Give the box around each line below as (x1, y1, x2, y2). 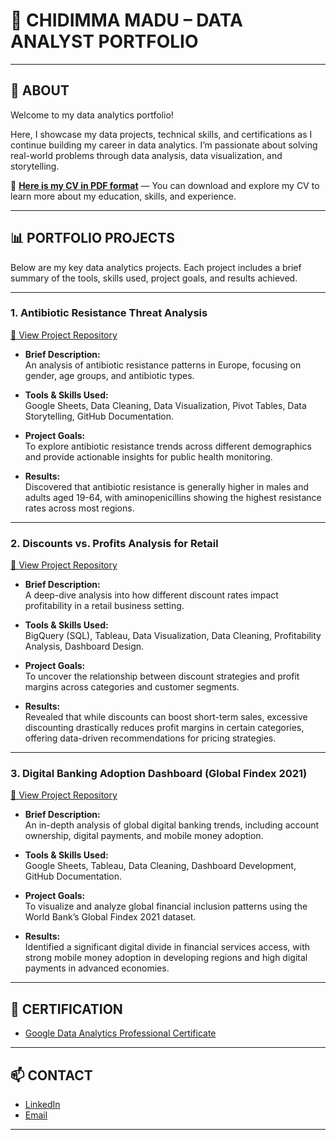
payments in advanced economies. (24, 962, 170, 974)
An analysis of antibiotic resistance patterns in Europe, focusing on (24, 359, 302, 371)
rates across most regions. (24, 502, 135, 514)
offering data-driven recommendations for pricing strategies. (24, 732, 277, 744)
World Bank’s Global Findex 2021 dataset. (24, 911, 197, 923)
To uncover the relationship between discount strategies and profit (24, 670, 300, 683)
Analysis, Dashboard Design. (24, 640, 145, 653)
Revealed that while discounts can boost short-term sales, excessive (24, 711, 308, 723)
